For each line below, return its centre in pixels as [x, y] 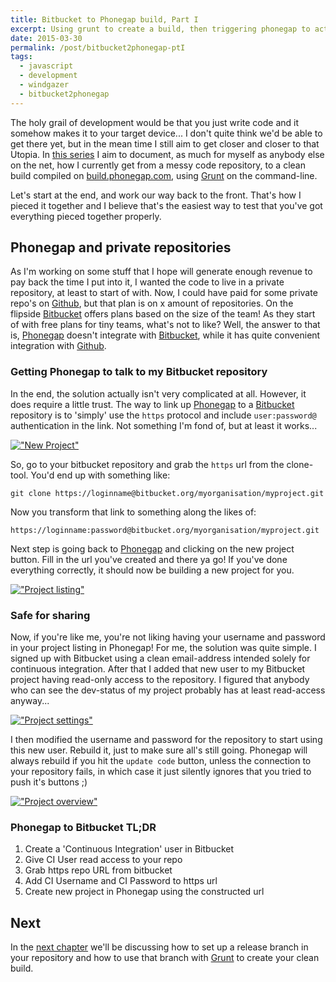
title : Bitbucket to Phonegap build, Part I [104, 19]
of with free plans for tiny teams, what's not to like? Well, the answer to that [165, 325]
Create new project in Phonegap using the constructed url [144, 892]
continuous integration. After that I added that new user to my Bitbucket [158, 669]
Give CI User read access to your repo [103, 860]
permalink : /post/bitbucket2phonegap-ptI [98, 47]
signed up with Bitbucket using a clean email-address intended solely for [160, 658]
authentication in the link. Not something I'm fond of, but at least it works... [164, 425]
